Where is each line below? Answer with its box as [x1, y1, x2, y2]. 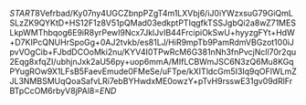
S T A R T [9, 8, 36, 18]
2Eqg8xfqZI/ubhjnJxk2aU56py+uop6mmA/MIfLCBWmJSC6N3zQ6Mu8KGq [9, 57, 294, 67]
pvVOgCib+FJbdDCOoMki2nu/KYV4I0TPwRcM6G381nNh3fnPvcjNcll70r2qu [9, 47, 297, 58]
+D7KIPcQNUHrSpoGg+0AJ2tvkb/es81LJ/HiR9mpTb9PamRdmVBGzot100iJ [9, 37, 295, 47]
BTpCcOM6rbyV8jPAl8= [9, 86, 100, 96]
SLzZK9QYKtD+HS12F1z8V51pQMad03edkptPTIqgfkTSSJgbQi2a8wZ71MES [9, 17, 297, 28]
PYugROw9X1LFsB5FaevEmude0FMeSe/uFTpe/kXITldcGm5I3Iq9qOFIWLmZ [9, 66, 297, 77]
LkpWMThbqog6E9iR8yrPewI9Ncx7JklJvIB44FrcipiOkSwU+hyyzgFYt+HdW [9, 27, 295, 37]
